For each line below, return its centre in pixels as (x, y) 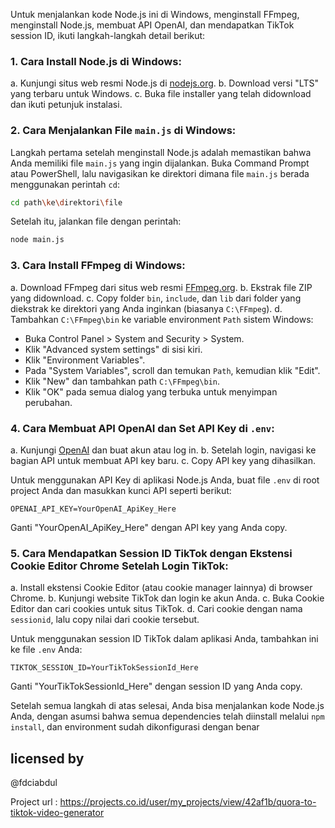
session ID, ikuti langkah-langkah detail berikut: (108, 35)
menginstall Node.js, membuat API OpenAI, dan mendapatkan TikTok (152, 25)
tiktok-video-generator (57, 813)
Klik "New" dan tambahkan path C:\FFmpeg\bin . (122, 381)
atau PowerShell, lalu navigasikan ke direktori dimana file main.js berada (160, 173)
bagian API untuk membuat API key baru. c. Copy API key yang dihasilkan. (163, 460)
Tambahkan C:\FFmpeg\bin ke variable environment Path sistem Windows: (162, 319)
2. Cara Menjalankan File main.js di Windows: (123, 131)
